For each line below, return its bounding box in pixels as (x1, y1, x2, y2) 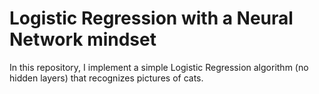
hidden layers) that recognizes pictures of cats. (9, 72, 204, 84)
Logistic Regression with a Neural (9, 7, 294, 30)
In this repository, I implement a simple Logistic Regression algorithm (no (9, 61, 309, 73)
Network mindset (9, 28, 157, 51)
